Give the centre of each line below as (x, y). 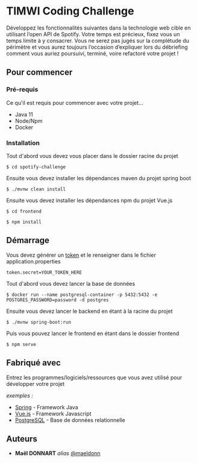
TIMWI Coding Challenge (70, 11)
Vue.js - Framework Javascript (53, 414)
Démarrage (28, 240)
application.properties (34, 261)
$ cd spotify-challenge (36, 167)
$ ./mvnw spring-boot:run (39, 322)
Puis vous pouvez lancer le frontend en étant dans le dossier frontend (93, 333)
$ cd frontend (24, 211)
